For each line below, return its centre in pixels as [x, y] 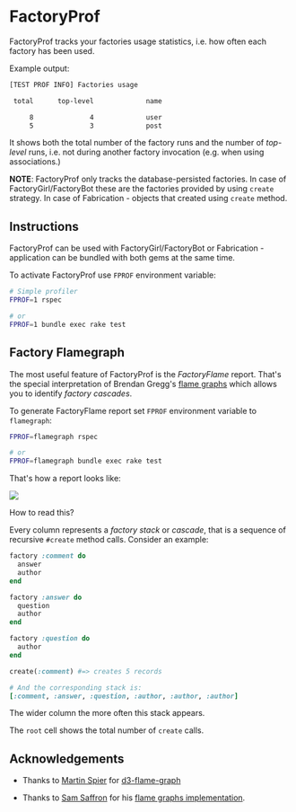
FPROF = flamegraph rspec [54, 437]
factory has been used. [52, 50]
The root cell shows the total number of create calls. [107, 730]
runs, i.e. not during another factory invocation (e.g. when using [146, 152]
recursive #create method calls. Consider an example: [109, 540]
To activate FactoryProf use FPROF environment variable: [113, 275]
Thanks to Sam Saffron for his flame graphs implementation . [134, 798]
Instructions [44, 226]
